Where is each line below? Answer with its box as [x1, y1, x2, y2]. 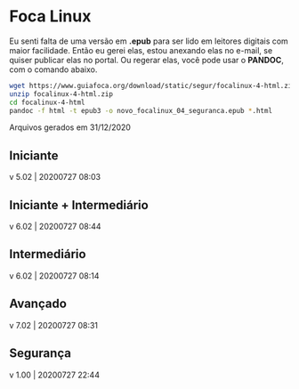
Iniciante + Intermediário [9, 198, 149, 213]
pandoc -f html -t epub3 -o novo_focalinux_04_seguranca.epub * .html [9, 106, 273, 115]
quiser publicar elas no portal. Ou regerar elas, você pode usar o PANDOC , [9, 54, 285, 65]
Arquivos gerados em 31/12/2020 [9, 122, 132, 133]
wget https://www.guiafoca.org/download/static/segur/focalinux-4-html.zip [9, 81, 296, 90]
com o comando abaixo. [9, 64, 98, 75]
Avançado [9, 296, 67, 312]
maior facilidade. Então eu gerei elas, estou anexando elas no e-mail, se [9, 45, 273, 55]
